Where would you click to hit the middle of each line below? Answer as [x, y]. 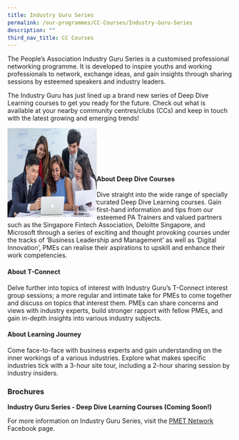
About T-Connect [34, 272]
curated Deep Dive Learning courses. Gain [159, 202]
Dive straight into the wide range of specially [162, 195]
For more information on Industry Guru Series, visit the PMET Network [111, 421]
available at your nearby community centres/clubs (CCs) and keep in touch [118, 111]
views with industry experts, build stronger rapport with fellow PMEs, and [115, 310]
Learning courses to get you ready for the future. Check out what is [106, 103]
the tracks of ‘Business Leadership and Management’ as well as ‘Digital [112, 240]
